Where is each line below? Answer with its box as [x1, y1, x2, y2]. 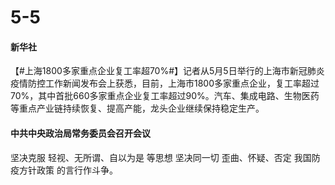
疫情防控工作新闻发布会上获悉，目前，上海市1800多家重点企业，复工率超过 [10, 77, 320, 90]
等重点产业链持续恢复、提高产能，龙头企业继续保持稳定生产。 [10, 102, 265, 115]
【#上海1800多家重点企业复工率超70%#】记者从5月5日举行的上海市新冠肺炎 [10, 65, 325, 77]
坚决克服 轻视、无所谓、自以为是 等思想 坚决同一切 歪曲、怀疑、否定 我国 [10, 151, 312, 163]
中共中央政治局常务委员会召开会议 [10, 127, 151, 139]
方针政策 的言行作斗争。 [18, 164, 118, 176]
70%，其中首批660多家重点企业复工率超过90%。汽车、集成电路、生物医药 [10, 90, 320, 102]
